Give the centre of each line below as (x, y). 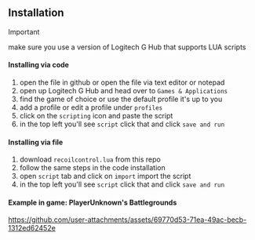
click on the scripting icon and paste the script (96, 116)
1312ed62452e (32, 228)
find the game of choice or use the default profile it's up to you (121, 99)
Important (24, 31)
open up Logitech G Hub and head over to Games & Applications (124, 91)
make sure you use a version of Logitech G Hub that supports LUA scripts (127, 47)
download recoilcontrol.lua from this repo (90, 159)
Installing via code (38, 65)
